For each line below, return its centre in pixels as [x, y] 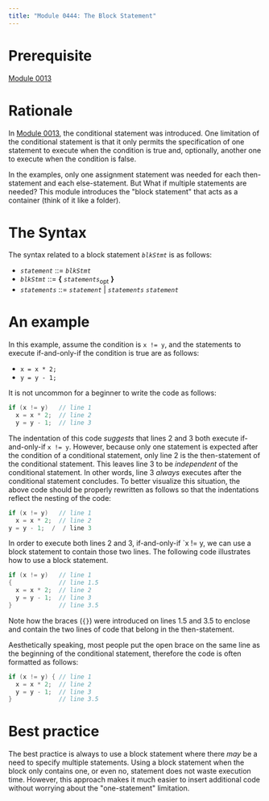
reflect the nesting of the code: [60, 498]
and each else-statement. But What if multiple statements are [145, 183]
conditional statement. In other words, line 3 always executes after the [125, 472]
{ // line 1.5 [54, 583]
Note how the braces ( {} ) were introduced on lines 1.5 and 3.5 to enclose [130, 620]
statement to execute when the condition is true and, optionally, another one [135, 150]
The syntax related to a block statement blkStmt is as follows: [110, 255]
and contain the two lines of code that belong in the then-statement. [122, 629]
